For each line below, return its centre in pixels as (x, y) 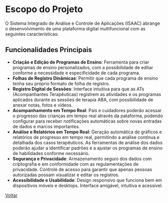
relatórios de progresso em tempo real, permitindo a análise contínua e (86, 137)
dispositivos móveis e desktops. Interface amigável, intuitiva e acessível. (88, 185)
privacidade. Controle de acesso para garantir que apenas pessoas (82, 169)
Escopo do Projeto (44, 9)
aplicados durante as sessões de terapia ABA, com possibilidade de (83, 99)
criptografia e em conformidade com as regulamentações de (75, 164)
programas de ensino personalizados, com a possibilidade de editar (83, 67)
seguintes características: (32, 34)
